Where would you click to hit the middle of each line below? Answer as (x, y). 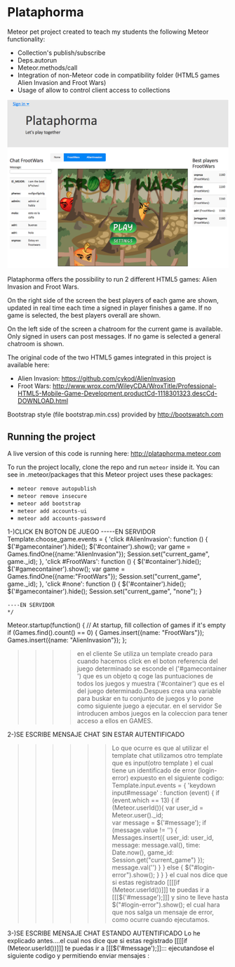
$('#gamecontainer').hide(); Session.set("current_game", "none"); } (105, 591)
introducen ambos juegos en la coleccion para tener (152, 713)
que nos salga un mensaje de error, (163, 912)
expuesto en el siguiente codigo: (177, 778)
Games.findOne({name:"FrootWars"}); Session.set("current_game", (105, 577)
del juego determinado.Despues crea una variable (149, 691)
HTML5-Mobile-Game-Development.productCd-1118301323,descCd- (117, 393)
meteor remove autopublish (57, 489)
